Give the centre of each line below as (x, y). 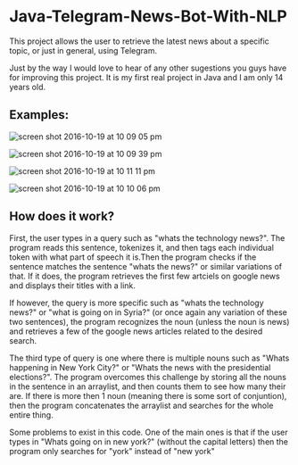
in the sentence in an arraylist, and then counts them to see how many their (148, 386)
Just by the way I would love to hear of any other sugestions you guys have (148, 68)
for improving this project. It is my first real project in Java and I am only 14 (146, 77)
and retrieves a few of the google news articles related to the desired (136, 331)
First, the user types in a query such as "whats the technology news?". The (147, 237)
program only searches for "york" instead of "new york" (112, 451)
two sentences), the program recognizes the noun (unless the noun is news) (149, 321)
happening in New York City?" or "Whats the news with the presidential (140, 367)
